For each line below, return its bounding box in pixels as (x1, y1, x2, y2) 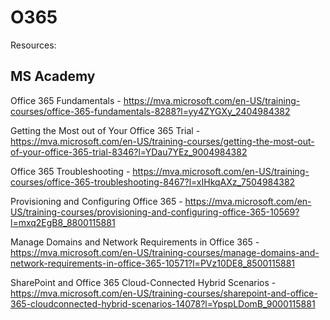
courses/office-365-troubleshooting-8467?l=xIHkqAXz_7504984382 (10, 176, 296, 188)
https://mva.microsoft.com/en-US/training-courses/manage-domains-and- (10, 246, 320, 258)
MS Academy (10, 68, 96, 85)
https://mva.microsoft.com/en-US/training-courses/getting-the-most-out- (10, 135, 315, 147)
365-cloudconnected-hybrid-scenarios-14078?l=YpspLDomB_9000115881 (10, 297, 316, 310)
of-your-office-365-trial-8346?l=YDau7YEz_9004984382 (10, 146, 248, 158)
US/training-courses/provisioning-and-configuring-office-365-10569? (10, 206, 300, 218)
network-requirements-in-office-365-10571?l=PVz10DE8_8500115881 (10, 257, 296, 269)
